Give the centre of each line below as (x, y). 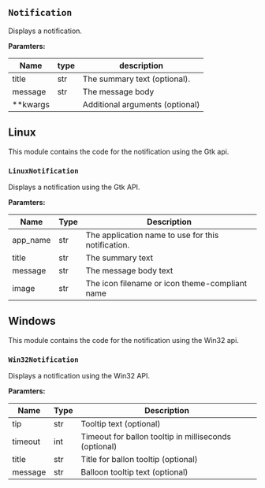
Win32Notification (43, 359)
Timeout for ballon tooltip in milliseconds (156, 437)
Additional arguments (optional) (141, 104)
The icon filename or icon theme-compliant (166, 283)
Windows (32, 321)
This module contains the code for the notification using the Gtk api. (119, 151)
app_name (32, 240)
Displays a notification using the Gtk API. (74, 187)
